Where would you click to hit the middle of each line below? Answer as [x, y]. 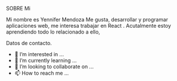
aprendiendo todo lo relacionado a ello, [53, 32]
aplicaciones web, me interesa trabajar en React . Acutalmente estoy [88, 26]
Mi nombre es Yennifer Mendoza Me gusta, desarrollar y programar [87, 19]
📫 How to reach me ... [41, 73]
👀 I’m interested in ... [39, 54]
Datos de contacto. [29, 43]
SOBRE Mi [18, 8]
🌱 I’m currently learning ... [46, 60]
